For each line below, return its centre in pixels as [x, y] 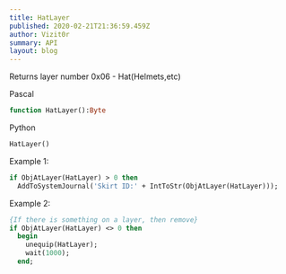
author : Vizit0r [39, 34]
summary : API [34, 43]
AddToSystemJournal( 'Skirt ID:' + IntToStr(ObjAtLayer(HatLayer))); [148, 186]
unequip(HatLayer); [62, 245]
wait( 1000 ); [48, 253]
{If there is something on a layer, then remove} [104, 220]
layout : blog [34, 51]
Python [22, 128]
